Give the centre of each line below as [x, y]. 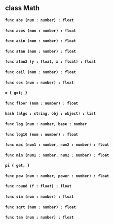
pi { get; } [17, 166]
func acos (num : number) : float [41, 31]
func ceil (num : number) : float [41, 72]
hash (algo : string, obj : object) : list [51, 114]
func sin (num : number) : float [39, 197]
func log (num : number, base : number [46, 124]
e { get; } [16, 93]
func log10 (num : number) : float [42, 134]
